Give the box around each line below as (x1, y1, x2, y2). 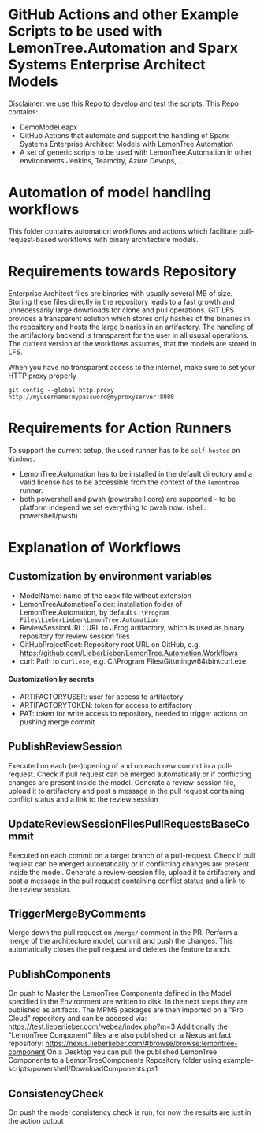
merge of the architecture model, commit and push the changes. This (8, 937, 234, 946)
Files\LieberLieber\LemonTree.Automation (19, 615, 158, 624)
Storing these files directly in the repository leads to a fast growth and (8, 297, 235, 306)
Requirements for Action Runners (8, 420, 232, 437)
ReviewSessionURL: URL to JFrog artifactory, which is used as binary (19, 623, 245, 632)
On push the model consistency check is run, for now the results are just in (8, 1108, 251, 1117)
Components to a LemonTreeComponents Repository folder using (8, 1056, 222, 1065)
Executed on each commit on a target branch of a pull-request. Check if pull (8, 851, 255, 860)
